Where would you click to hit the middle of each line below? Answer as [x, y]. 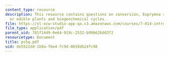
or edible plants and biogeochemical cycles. [58, 19]
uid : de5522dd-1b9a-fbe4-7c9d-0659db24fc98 [52, 47]
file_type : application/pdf [35, 28]
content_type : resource [30, 10]
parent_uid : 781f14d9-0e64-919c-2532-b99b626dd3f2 [59, 33]
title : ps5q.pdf [22, 42]
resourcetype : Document [30, 38]
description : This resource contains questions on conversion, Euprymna [83, 14]
